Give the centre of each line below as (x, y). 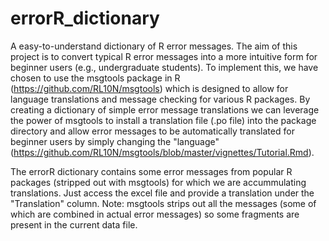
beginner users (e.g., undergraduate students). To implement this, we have (164, 67)
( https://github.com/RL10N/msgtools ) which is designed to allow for (149, 88)
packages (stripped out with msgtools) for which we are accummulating (158, 182)
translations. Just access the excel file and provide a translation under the (162, 193)
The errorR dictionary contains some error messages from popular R (151, 171)
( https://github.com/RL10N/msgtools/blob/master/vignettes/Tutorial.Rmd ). (162, 152)
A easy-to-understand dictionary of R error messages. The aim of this (154, 46)
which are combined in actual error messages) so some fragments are (155, 214)
